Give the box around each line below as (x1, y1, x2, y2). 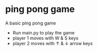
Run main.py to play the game (12, 29, 75, 35)
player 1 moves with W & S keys (12, 35, 79, 41)
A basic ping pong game (5, 20, 57, 26)
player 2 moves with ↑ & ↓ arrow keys (12, 40, 93, 46)
